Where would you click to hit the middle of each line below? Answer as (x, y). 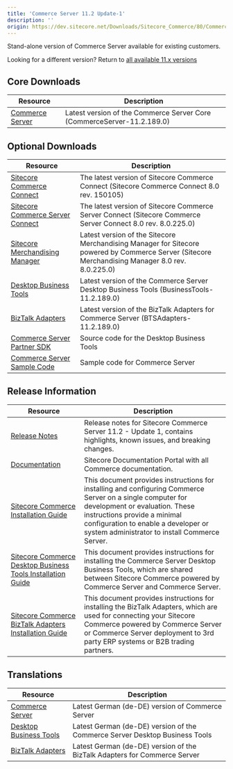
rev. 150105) (102, 195)
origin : (18, 26)
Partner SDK (31, 347)
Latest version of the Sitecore (128, 235)
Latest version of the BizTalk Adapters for (147, 309)
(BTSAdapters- (166, 318)
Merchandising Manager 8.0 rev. (133, 261)
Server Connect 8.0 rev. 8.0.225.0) (137, 223)
